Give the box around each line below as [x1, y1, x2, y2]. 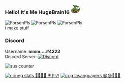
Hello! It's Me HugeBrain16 [5, 9, 70, 16]
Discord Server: [5, 53, 37, 60]
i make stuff [5, 25, 29, 31]
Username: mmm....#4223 [5, 48, 61, 54]
